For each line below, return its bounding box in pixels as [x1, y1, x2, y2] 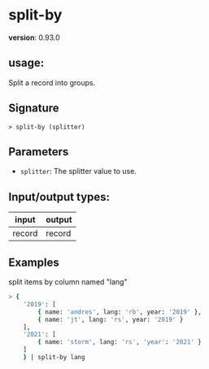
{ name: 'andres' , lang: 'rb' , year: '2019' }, [37, 307, 202, 316]
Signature [8, 102, 59, 115]
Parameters [8, 145, 69, 158]
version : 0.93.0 [8, 33, 61, 42]
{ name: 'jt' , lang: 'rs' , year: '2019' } [37, 315, 184, 323]
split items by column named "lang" [8, 277, 128, 286]
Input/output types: [8, 189, 111, 204]
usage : [8, 56, 45, 70]
